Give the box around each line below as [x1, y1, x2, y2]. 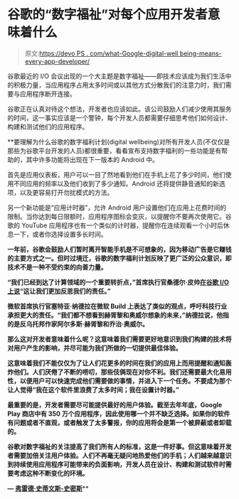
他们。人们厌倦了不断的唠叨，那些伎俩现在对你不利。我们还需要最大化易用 [13, 367, 232, 376]
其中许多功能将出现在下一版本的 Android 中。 [26, 155, 159, 163]
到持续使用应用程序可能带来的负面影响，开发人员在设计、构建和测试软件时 [7, 460, 225, 468]
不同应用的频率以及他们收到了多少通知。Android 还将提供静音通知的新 [13, 179, 219, 188]
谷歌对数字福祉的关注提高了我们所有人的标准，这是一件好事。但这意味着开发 [7, 442, 232, 451]
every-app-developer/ [24, 57, 90, 65]
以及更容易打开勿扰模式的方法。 [19, 188, 114, 196]
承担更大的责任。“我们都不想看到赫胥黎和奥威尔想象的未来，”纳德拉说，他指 [7, 311, 230, 319]
